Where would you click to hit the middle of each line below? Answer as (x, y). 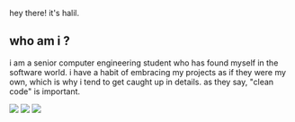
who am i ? (40, 41)
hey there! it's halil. (44, 13)
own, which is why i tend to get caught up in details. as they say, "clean (142, 82)
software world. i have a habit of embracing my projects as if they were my (147, 72)
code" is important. (45, 91)
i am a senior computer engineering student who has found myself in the (144, 63)
